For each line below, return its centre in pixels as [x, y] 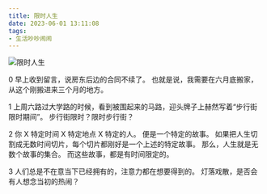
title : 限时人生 [33, 16]
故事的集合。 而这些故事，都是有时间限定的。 [98, 154]
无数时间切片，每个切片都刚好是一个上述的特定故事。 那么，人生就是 [137, 144]
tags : [17, 31]
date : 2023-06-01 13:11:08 [54, 23]
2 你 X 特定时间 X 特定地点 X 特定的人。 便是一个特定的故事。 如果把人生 [129, 134]
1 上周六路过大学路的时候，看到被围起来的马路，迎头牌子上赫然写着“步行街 [133, 107]
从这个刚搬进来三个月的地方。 [58, 90]
